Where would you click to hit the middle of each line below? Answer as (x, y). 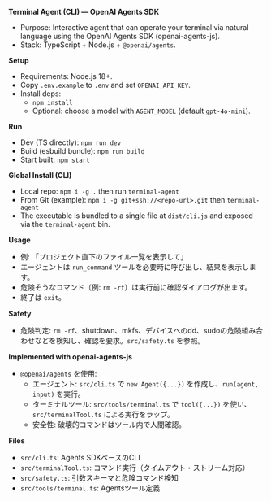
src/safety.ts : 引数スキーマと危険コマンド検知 (99, 478)
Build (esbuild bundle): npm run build (82, 151)
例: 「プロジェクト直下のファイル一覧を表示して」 (104, 257)
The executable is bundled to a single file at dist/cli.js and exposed (136, 216)
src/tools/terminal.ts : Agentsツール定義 (90, 488)
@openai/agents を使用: (58, 374)
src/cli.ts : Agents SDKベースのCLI (80, 457)
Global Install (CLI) (40, 175)
